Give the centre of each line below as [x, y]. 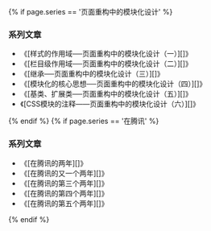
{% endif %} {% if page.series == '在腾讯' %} [84, 121]
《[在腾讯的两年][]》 [54, 163]
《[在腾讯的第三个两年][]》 [64, 183]
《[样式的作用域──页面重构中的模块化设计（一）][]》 [106, 54]
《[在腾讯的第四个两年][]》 [64, 193]
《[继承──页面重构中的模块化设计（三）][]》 [92, 74]
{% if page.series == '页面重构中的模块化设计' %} [91, 12]
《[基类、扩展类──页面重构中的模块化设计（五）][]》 [106, 94]
